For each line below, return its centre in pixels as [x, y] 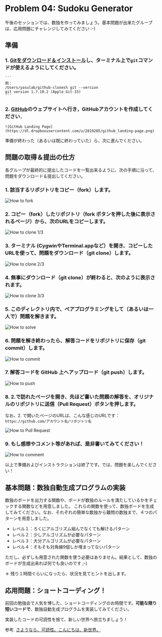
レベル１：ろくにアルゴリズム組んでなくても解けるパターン [71, 529]
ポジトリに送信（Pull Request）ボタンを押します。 [79, 404]
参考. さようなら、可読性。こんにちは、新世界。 [53, 630]
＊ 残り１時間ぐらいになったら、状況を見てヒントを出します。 [67, 574]
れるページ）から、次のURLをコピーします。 [57, 221]
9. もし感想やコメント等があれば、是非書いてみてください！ [74, 444]
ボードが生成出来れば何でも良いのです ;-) [46, 563]
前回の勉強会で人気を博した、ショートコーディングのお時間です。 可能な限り [81, 603]
